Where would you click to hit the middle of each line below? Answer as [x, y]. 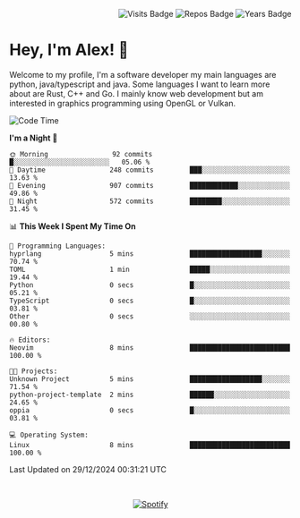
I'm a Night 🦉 [34, 138]
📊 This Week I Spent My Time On [73, 226]
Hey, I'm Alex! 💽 [69, 50]
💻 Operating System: [49, 435]
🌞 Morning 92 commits [81, 154]
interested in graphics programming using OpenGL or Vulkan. [122, 103]
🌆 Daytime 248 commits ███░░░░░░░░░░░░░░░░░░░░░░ [150, 170]
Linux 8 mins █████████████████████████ [150, 445]
